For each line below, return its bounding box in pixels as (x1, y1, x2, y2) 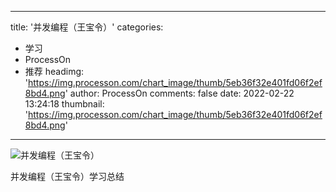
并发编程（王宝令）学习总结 (10, 171, 125, 182)
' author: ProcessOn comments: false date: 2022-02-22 (64, 87, 295, 99)
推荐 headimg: (24, 66, 85, 77)
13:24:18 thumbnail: (24, 98, 105, 110)
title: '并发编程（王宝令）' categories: (10, 21, 164, 33)
